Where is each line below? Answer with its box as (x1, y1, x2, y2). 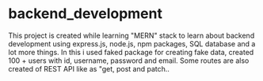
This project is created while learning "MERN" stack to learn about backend (8, 31, 255, 40)
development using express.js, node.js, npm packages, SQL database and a (8, 39, 256, 48)
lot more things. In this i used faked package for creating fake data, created (8, 47, 254, 57)
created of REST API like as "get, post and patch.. (8, 64, 170, 73)
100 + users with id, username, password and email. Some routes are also (8, 56, 250, 65)
